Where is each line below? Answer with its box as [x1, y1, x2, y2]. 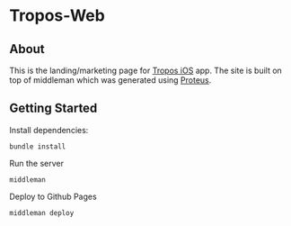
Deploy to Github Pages [9, 191, 97, 202]
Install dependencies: [9, 124, 89, 135]
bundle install [9, 141, 66, 151]
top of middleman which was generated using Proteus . [9, 75, 212, 86]
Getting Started [9, 101, 98, 116]
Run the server [9, 158, 65, 168]
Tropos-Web [9, 5, 105, 26]
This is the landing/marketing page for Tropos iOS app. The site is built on [9, 65, 283, 76]
